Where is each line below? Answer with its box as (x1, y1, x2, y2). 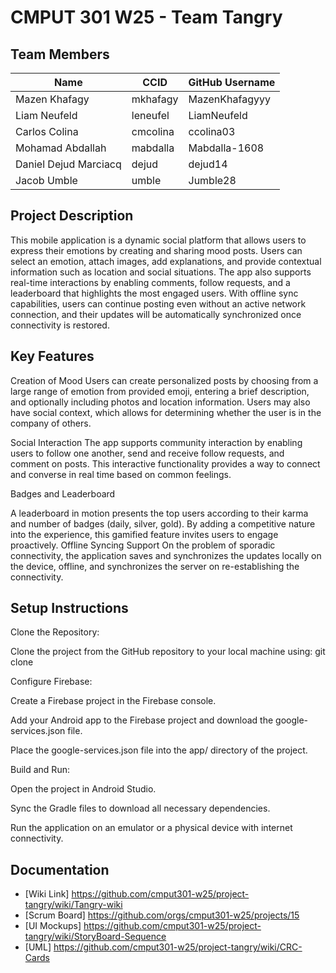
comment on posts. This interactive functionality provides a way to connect (10, 457, 321, 470)
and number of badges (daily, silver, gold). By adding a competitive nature (10, 517, 316, 530)
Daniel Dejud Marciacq (15, 157, 122, 171)
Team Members (10, 46, 110, 63)
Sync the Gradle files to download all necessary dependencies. (10, 802, 271, 815)
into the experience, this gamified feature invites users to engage (10, 528, 279, 540)
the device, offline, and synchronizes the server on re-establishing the (10, 560, 300, 572)
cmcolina (131, 125, 175, 138)
